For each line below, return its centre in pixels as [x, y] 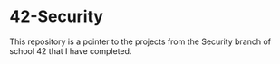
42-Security [57, 17]
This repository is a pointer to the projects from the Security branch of [140, 41]
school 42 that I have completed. [71, 50]
